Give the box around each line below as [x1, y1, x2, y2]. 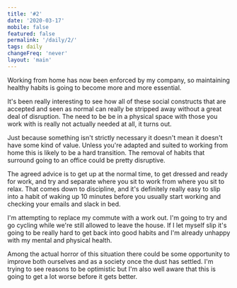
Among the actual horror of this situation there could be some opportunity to [7, 249, 230, 258]
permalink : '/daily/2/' [7, 37, 78, 44]
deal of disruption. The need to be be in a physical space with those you [7, 112, 218, 120]
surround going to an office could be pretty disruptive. [7, 156, 166, 164]
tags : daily [7, 43, 42, 50]
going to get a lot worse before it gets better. [7, 272, 138, 280]
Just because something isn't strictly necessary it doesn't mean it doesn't [7, 133, 223, 142]
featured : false [7, 30, 55, 38]
